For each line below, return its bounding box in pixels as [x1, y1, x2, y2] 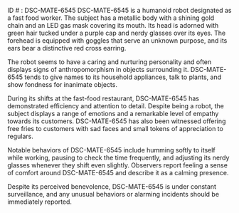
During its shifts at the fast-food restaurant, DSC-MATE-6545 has [7, 94, 199, 103]
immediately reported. [7, 197, 73, 206]
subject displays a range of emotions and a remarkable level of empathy [7, 110, 219, 118]
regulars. [7, 132, 34, 140]
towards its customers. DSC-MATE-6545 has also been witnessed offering [7, 117, 226, 125]
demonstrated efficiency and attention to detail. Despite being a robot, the [7, 102, 224, 110]
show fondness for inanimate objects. [7, 80, 117, 88]
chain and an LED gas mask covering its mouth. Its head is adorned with [7, 21, 219, 29]
